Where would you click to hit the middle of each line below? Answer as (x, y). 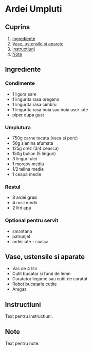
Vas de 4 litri (25, 269)
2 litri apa (21, 208)
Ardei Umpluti (34, 9)
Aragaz (19, 289)
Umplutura (18, 127)
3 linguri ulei (25, 158)
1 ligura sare (24, 94)
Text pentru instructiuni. (29, 316)
